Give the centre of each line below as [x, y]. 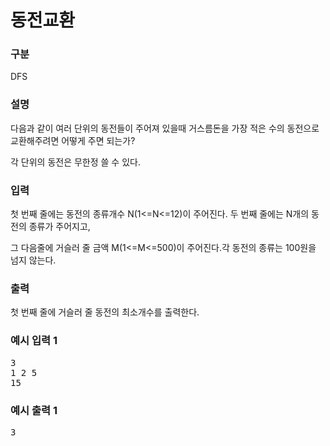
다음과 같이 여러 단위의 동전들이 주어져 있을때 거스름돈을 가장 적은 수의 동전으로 [165, 128]
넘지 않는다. [33, 260]
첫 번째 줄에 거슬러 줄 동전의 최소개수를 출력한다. [105, 312]
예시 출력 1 [34, 410]
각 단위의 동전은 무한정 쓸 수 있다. [75, 162]
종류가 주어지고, [59, 227]
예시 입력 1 [34, 341]
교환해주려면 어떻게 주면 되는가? [73, 140]
